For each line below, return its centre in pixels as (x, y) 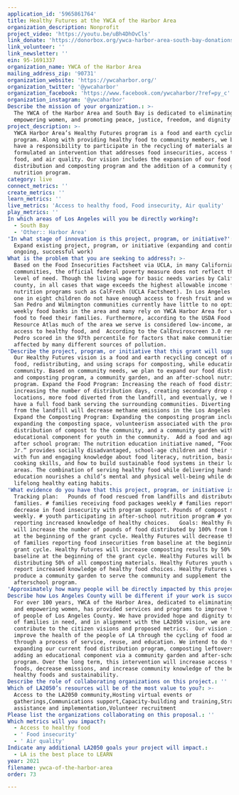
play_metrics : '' (33, 213)
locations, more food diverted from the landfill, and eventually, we (121, 397)
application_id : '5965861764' (52, 14)
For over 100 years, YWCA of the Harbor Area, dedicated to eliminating (124, 602)
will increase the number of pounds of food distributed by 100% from (121, 530)
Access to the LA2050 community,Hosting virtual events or (103, 695)
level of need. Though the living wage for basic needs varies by (114, 278)
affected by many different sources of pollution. (90, 345)
